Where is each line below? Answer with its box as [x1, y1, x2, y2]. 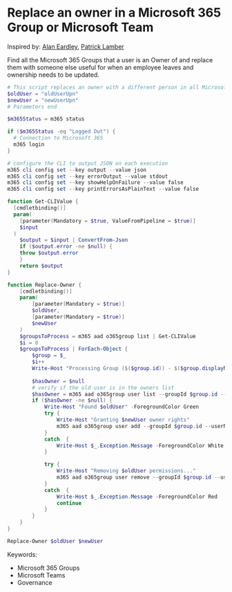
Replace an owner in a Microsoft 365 [7, 5, 222, 21]
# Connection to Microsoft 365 [13, 135, 104, 142]
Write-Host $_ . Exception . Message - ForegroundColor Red [56, 493, 217, 500]
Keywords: [7, 550, 38, 558]
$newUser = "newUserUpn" [7, 97, 79, 104]
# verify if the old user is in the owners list [32, 384, 175, 391]
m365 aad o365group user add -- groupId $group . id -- [56, 423, 212, 429]
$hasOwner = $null [32, 378, 85, 385]
